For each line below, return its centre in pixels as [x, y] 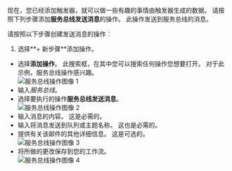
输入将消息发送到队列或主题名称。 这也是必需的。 [89, 125]
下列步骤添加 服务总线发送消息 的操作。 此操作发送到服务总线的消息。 [112, 19]
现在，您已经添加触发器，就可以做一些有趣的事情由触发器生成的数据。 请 [113, 10]
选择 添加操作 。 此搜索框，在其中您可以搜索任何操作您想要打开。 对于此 [121, 64]
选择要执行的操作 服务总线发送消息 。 [70, 99]
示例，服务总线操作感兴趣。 [58, 73]
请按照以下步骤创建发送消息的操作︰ [60, 34]
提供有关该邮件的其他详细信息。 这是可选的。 [83, 134]
